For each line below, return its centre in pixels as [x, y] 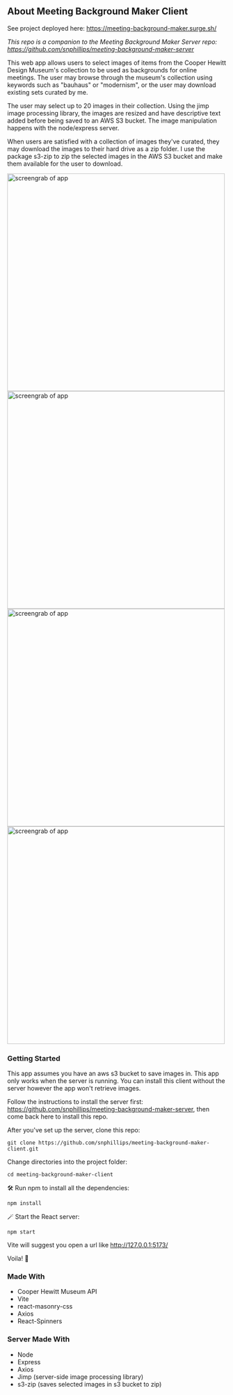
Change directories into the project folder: [67, 1162]
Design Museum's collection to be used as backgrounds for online [102, 70]
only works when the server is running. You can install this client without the [116, 1081]
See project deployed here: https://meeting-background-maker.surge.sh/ [112, 28]
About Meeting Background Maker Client [98, 11]
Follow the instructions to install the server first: [75, 1102]
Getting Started [34, 1058]
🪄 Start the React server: [43, 1217]
